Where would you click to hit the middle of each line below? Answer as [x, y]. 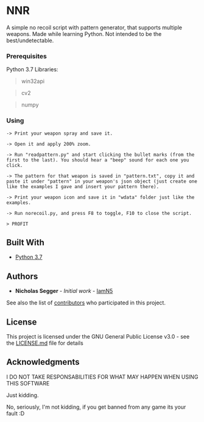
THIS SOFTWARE [28, 383]
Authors [22, 276]
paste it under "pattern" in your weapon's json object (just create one [102, 181]
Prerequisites [26, 56]
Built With [25, 242]
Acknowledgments [43, 362]
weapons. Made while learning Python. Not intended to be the [84, 33]
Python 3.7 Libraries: [32, 69]
